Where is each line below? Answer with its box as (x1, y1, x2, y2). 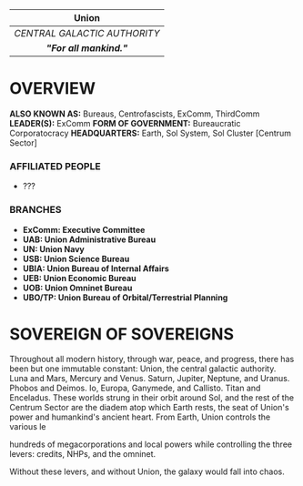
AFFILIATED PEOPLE (9, 159, 102, 172)
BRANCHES (9, 204, 62, 217)
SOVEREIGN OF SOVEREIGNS (9, 323, 235, 344)
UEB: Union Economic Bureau (22, 272, 136, 283)
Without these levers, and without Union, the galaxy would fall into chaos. (9, 466, 285, 477)
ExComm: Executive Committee (22, 224, 146, 235)
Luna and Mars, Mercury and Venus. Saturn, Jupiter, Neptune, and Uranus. (9, 373, 290, 384)
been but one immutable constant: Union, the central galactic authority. (9, 363, 277, 374)
